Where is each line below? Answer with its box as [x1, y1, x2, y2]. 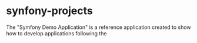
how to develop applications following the [6, 29, 107, 37]
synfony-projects [6, 4, 93, 18]
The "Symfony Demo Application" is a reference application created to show [6, 24, 191, 31]
